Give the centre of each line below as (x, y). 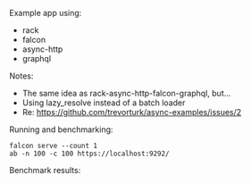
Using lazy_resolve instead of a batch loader (104, 103)
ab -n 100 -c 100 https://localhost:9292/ (89, 154)
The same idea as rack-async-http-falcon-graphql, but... (126, 93)
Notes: (21, 76)
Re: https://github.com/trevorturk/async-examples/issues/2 (132, 112)
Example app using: (46, 13)
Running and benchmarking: (61, 129)
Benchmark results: (45, 170)
